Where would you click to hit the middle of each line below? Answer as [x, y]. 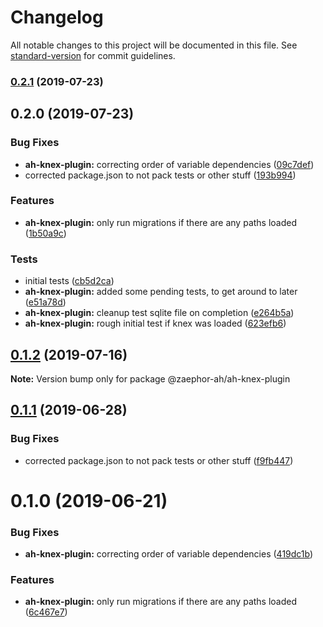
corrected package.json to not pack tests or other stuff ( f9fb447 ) [159, 460]
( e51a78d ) [45, 302]
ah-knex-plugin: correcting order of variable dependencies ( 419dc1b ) [169, 554]
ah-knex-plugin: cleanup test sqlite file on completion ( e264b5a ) [159, 313]
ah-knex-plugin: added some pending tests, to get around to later [161, 292]
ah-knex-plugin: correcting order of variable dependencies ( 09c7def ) [169, 164]
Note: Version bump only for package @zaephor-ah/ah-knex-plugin [150, 378]
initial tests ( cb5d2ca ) [69, 281]
